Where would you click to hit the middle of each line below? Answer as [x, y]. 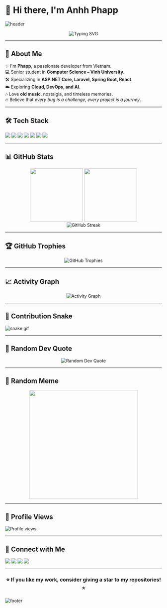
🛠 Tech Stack [27, 121]
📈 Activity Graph [32, 282]
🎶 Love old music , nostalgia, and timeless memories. [59, 94]
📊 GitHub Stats [29, 157]
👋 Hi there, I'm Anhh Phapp [62, 10]
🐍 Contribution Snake [39, 316]
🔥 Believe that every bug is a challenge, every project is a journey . [73, 100]
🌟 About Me [24, 54]
